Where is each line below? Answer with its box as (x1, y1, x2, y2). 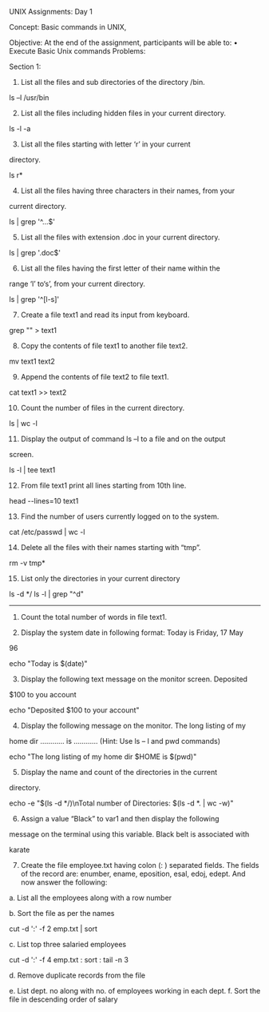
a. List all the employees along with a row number (9, 893, 172, 902)
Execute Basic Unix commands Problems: (9, 46, 146, 55)
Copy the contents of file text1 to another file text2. (20, 341, 188, 351)
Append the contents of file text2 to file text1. (20, 372, 170, 381)
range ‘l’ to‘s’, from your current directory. (9, 279, 146, 288)
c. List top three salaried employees (9, 940, 127, 949)
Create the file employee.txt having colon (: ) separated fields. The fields (20, 861, 259, 869)
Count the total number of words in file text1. (20, 612, 168, 621)
